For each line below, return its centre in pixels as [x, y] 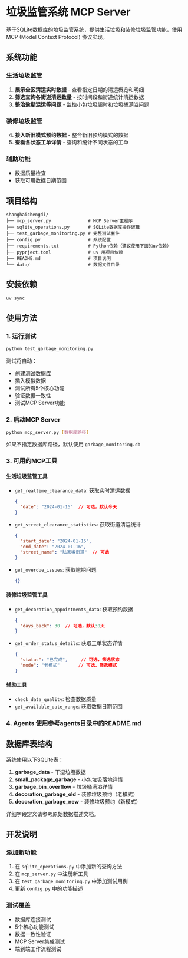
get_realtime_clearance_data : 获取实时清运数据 [72, 490]
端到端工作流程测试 [38, 949]
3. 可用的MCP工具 [32, 461]
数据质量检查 [30, 173]
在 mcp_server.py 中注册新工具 [51, 874]
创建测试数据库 [33, 373]
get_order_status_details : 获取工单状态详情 [68, 643]
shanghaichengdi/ [27, 215]
